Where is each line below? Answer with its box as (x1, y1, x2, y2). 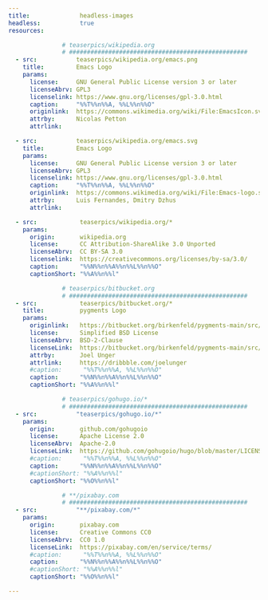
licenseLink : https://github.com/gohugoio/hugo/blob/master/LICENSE (29, 448, 266, 456)
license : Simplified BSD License (29, 329, 159, 337)
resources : (8, 26, 45, 34)
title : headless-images (8, 11, 134, 20)
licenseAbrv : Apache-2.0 (29, 440, 116, 448)
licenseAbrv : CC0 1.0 (29, 535, 105, 543)
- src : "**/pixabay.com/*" (15, 506, 141, 515)
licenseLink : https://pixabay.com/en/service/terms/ (29, 543, 213, 551)
